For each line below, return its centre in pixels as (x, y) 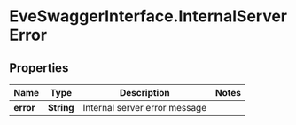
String (61, 108)
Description (144, 93)
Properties (39, 68)
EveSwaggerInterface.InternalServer (148, 16)
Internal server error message (144, 108)
